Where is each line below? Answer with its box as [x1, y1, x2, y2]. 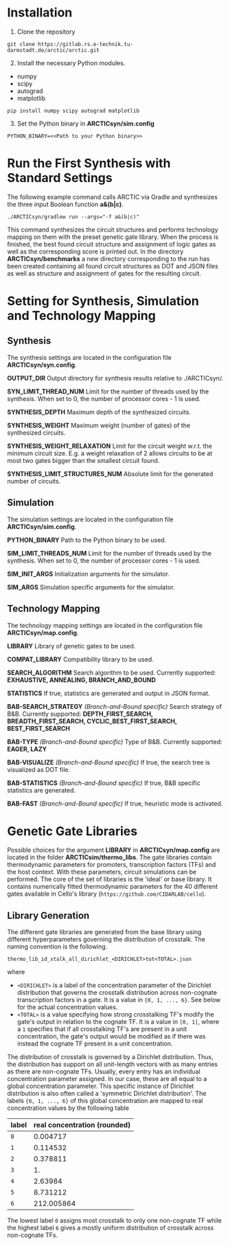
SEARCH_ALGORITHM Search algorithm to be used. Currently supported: [7, 668, 216, 677]
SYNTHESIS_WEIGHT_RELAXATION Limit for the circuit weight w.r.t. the [7, 442, 213, 450]
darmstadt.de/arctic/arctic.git [7, 47, 100, 54]
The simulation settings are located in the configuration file [7, 515, 174, 523]
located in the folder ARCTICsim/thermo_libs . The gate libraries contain [7, 853, 212, 861]
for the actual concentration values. [16, 1003, 118, 1011]
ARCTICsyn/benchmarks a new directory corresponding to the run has [7, 254, 210, 262]
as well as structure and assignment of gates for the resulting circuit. [7, 269, 201, 277]
